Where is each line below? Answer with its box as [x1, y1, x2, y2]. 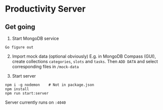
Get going [5, 23, 35, 31]
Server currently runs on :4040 [5, 99, 66, 105]
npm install [5, 87, 29, 92]
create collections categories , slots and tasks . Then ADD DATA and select [12, 59, 158, 64]
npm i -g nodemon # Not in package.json [5, 82, 95, 87]
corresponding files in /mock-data [12, 64, 79, 69]
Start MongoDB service [12, 35, 59, 41]
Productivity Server [5, 3, 86, 15]
